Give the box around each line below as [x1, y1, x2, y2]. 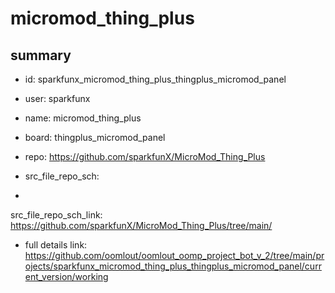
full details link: [24, 239, 88, 251]
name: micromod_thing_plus [24, 112, 142, 124]
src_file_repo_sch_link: [10, 209, 103, 221]
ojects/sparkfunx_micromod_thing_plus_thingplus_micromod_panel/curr [24, 260, 322, 272]
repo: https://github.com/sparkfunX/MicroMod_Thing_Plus [24, 151, 266, 162]
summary [10, 47, 72, 64]
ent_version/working [24, 271, 109, 282]
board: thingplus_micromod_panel [24, 132, 166, 143]
